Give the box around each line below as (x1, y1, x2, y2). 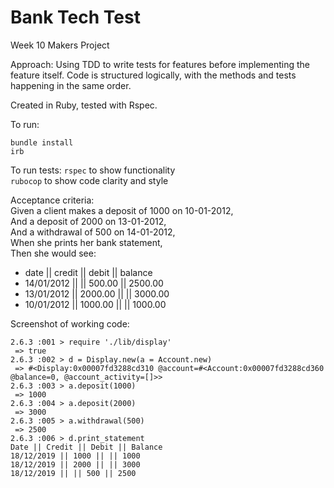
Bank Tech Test (10, 6, 141, 29)
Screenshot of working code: (10, 317, 130, 330)
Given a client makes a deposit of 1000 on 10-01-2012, (10, 204, 234, 216)
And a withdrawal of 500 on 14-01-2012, (10, 226, 176, 238)
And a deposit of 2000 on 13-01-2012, (10, 215, 167, 227)
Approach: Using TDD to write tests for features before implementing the (10, 58, 310, 70)
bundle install (10, 137, 74, 148)
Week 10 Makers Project (10, 39, 110, 51)
